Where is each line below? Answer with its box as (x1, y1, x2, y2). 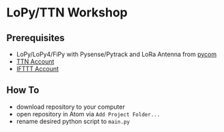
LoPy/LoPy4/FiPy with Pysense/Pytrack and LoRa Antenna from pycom (16, 50, 216, 58)
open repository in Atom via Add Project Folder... (16, 109, 160, 118)
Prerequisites (6, 32, 65, 44)
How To (6, 84, 40, 96)
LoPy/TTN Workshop (6, 5, 128, 21)
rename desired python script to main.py (16, 117, 130, 125)
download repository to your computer (16, 103, 126, 111)
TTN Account (16, 57, 55, 66)
